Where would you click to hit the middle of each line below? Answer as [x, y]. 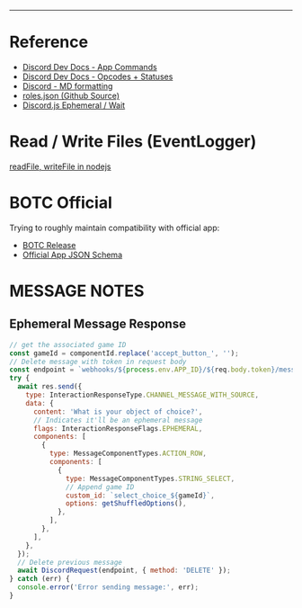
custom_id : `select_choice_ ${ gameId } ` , [141, 496]
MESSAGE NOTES [77, 291]
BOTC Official [61, 203]
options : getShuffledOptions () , [126, 504]
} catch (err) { [40, 579]
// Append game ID [100, 487]
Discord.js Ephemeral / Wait [74, 105]
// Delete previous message [70, 562]
